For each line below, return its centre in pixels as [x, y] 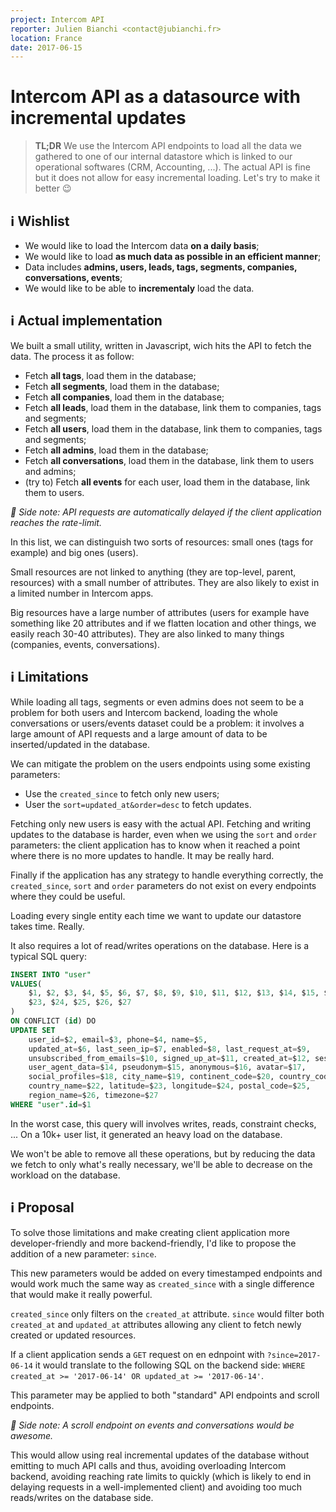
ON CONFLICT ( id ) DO [53, 1021]
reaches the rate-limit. [56, 522]
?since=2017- [294, 1355]
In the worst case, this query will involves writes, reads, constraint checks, [163, 1123]
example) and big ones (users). [74, 552]
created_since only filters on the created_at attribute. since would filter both [167, 1313]
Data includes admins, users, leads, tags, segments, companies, [161, 267]
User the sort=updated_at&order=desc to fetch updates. [138, 804]
